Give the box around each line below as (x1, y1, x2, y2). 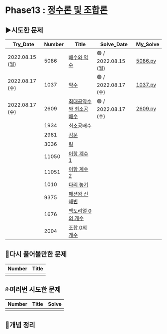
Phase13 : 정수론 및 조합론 (5, 4, 108, 16)
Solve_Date (100, 41, 128, 48)
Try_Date (12, 41, 35, 48)
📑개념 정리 (5, 321, 36, 330)
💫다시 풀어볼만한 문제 (5, 250, 67, 258)
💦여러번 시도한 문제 (5, 285, 61, 294)
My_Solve (136, 41, 160, 48)
